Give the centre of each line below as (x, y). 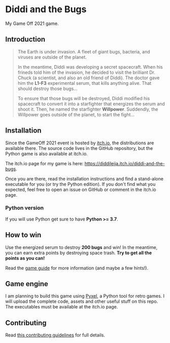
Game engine (27, 284)
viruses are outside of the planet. (52, 57)
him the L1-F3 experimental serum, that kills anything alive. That (84, 83)
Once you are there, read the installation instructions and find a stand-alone (84, 178)
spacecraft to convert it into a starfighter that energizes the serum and (91, 104)
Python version (25, 208)
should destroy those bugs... (47, 88)
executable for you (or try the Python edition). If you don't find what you (80, 184)
